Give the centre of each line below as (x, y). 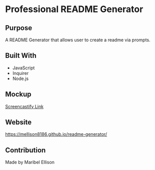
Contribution (25, 150)
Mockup (18, 94)
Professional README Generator (74, 9)
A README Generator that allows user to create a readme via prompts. (78, 40)
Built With (21, 56)
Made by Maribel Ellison (30, 162)
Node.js (20, 78)
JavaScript (23, 68)
